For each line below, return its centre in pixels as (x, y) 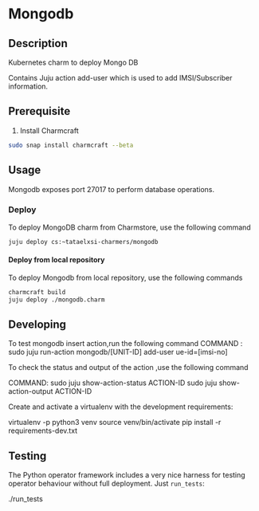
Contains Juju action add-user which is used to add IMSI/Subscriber (120, 78)
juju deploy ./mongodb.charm (57, 300)
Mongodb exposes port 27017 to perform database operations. (112, 189)
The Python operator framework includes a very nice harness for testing (127, 475)
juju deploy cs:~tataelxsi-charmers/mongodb (83, 242)
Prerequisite (39, 111)
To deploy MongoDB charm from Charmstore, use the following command (129, 227)
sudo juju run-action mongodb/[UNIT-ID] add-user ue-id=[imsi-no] (118, 352)
